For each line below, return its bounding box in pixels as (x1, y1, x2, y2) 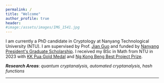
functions (5, 68, 25, 74)
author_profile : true (5, 16, 50, 21)
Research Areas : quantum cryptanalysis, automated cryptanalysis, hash (5, 63, 153, 69)
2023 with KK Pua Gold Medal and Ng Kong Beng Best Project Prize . (5, 54, 143, 59)
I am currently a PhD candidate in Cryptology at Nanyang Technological (5, 38, 149, 44)
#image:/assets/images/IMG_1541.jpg (5, 25, 80, 30)
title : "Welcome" (5, 12, 41, 16)
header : (5, 20, 21, 26)
